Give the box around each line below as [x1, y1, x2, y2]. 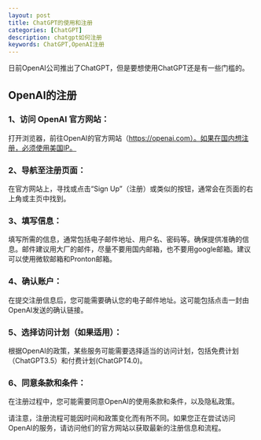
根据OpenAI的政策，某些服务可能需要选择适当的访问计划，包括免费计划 [8, 346, 240, 355]
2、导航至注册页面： [8, 164, 86, 175]
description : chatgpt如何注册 [8, 33, 102, 42]
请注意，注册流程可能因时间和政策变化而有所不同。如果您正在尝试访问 [8, 413, 236, 423]
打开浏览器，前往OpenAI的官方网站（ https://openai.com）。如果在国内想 [8, 133, 242, 142]
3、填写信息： [8, 215, 62, 226]
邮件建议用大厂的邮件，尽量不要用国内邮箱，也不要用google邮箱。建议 [21, 244, 252, 254]
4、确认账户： [8, 276, 63, 287]
